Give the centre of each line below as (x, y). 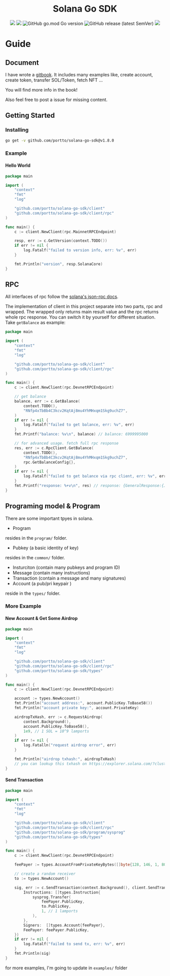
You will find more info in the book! (41, 90)
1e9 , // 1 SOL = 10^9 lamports (56, 731)
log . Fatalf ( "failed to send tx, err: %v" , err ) (74, 944)
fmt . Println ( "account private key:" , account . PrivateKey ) (77, 708)
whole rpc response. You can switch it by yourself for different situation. (80, 317)
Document (22, 62)
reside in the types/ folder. (33, 593)
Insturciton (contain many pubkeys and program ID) (66, 567)
